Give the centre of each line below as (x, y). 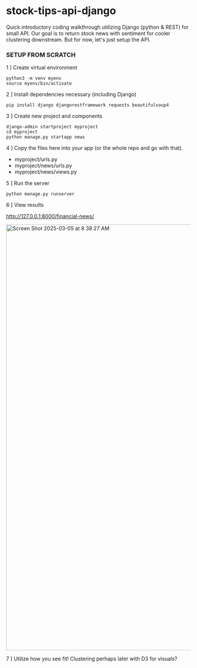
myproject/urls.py (36, 159)
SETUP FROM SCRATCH (41, 55)
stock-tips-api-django (61, 11)
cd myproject (22, 132)
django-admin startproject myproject (52, 127)
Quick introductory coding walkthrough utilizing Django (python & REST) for (97, 27)
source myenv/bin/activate (39, 83)
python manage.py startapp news (45, 137)
